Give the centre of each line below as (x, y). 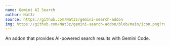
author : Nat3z (20, 15)
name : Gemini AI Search (30, 10)
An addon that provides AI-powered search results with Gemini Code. (78, 38)
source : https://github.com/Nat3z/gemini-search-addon (64, 19)
